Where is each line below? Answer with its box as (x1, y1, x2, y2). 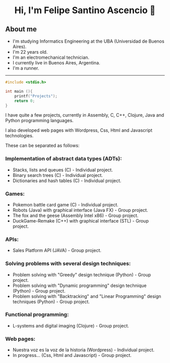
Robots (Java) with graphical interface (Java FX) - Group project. (12, 207, 148, 213)
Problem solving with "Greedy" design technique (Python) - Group (12, 271, 151, 278)
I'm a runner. (12, 65, 39, 71)
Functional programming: (5, 311, 69, 318)
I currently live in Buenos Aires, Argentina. (12, 60, 100, 65)
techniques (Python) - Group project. (12, 299, 90, 305)
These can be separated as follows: (5, 142, 80, 149)
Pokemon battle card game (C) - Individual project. (12, 201, 119, 207)
